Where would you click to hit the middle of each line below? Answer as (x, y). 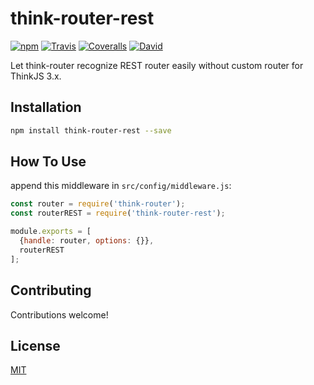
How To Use (48, 162)
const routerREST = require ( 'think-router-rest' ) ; (118, 213)
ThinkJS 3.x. (36, 76)
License (35, 345)
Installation (46, 107)
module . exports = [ (51, 232)
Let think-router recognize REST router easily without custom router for (157, 65)
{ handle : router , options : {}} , (87, 241)
